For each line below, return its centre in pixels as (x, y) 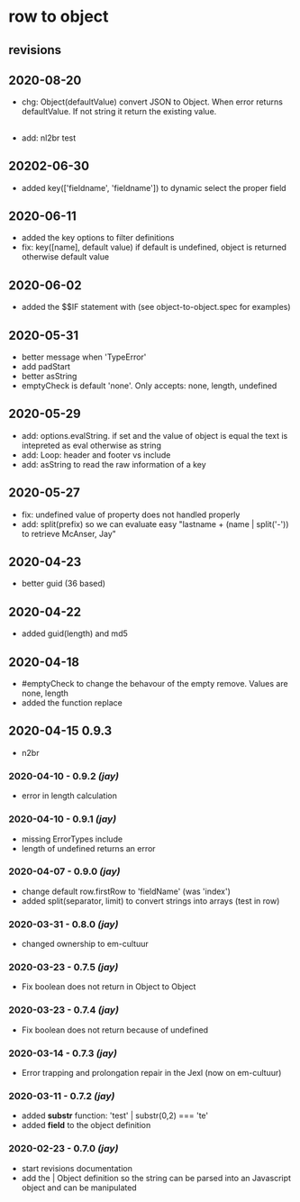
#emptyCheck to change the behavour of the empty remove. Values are (155, 684)
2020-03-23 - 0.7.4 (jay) (64, 1010)
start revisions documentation (77, 1168)
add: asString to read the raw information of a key (114, 464)
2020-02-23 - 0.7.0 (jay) (64, 1149)
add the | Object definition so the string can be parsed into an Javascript (156, 1178)
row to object (59, 17)
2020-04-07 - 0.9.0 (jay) (64, 871)
